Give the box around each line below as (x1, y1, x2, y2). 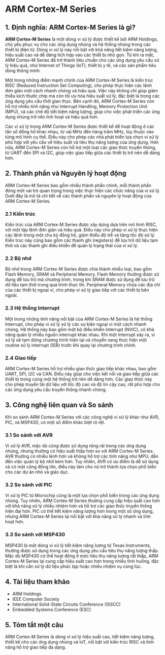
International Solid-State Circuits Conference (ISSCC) (12, 601, 121, 607)
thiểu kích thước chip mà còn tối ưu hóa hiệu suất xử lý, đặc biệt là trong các (5, 93, 160, 99)
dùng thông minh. (5, 68, 41, 74)
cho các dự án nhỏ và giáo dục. (5, 469, 69, 475)
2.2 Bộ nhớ (5, 255, 32, 262)
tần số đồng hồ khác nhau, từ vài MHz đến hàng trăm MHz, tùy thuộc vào (5, 129, 154, 134)
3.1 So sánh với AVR (5, 431, 53, 438)
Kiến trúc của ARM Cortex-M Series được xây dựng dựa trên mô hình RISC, (5, 222, 157, 228)
